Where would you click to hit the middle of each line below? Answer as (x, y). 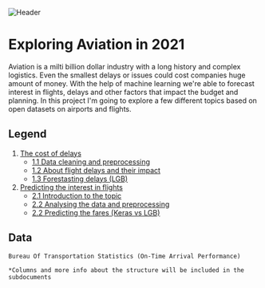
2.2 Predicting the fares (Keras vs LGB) (96, 212)
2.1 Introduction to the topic (77, 195)
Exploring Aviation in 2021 (97, 45)
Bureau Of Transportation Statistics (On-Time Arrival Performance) (125, 256)
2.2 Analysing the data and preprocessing (101, 204)
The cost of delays (51, 153)
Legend (28, 134)
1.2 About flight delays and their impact (96, 170)
